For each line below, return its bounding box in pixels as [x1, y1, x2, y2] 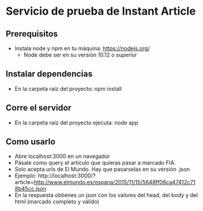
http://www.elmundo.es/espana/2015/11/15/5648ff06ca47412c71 [34, 179, 196, 186]
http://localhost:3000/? [38, 172, 96, 179]
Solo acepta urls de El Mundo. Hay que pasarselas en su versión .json [14, 166, 190, 173]
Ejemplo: [14, 172, 37, 179]
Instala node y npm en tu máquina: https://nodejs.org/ [14, 45, 150, 52]
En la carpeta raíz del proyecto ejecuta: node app [14, 119, 138, 126]
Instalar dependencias [5, 69, 93, 79]
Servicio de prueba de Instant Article [5, 4, 196, 18]
